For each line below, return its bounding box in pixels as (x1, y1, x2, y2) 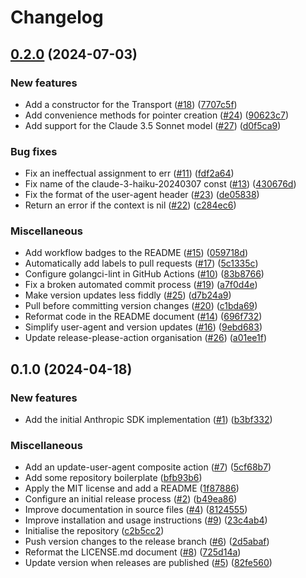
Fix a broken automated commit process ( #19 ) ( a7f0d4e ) (24, 279, 258, 291)
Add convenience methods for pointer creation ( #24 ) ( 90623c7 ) (24, 109, 290, 121)
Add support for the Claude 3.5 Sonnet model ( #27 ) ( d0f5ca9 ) (24, 119, 282, 131)
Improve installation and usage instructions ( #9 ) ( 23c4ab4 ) (24, 514, 268, 526)
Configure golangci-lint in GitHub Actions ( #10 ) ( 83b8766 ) (24, 268, 265, 280)
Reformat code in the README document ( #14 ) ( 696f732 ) (24, 311, 263, 323)
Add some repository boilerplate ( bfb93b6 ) (24, 472, 203, 484)
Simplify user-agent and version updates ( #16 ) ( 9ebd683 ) (24, 321, 263, 333)
